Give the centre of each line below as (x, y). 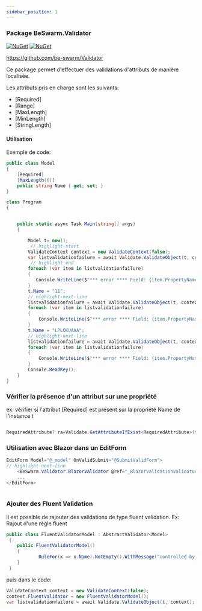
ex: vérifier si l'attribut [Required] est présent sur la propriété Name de (93, 409)
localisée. (18, 75)
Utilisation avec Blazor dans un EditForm (66, 447)
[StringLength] (33, 125)
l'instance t (20, 416)
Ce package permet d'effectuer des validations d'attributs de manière (93, 69)
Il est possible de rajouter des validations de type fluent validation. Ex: (93, 517)
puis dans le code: (29, 580)
